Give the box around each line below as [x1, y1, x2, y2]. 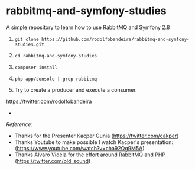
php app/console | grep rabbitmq [14, 76, 97, 82]
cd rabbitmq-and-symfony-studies [14, 53, 97, 59]
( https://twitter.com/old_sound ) [14, 157, 91, 164]
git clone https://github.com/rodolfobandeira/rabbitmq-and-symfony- [14, 36, 190, 42]
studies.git [14, 41, 44, 47]
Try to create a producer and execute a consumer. [14, 86, 137, 93]
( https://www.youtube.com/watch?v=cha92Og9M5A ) [14, 145, 145, 152]
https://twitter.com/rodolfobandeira [6, 98, 92, 105]
